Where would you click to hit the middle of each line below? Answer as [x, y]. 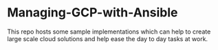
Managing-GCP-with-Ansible [92, 13]
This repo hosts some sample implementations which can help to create [109, 32]
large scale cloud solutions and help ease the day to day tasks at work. [108, 38]
